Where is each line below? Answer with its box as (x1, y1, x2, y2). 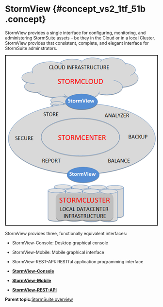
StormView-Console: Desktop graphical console (12, 239, 108, 246)
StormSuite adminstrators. (5, 45, 57, 51)
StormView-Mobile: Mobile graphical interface (12, 249, 104, 255)
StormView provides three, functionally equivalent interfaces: (5, 230, 127, 236)
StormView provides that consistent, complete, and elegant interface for (5, 40, 149, 46)
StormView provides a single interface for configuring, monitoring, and (5, 30, 146, 35)
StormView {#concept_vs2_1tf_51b (5, 3, 146, 15)
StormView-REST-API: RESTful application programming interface (12, 258, 144, 264)
